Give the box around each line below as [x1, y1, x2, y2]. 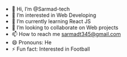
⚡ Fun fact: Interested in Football [11, 45, 90, 52]
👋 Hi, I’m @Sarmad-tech [11, 6, 70, 12]
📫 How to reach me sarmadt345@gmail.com [11, 31, 121, 37]
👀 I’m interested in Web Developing [11, 12, 97, 19]
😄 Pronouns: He [11, 39, 52, 46]
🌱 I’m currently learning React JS [11, 18, 91, 24]
